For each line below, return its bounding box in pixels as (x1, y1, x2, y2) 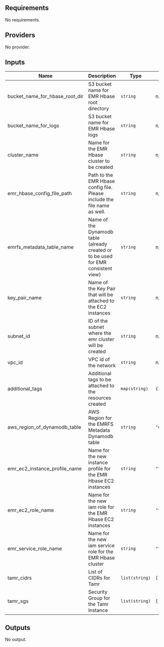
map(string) (120, 386, 148, 392)
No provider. (5, 44, 30, 50)
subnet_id (7, 333, 30, 340)
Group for (88, 595, 111, 602)
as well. (88, 209, 106, 215)
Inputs (5, 58, 25, 66)
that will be (88, 292, 113, 298)
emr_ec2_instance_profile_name (7, 465, 82, 472)
